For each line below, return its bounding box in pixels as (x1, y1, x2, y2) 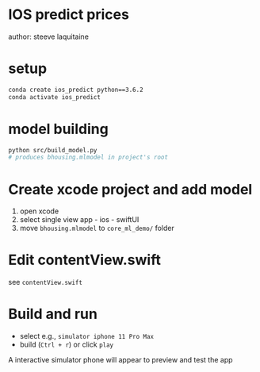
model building (8, 120, 109, 138)
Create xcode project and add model (8, 180, 253, 198)
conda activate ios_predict (8, 93, 101, 101)
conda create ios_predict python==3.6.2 (8, 86, 144, 94)
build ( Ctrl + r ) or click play (19, 339, 114, 350)
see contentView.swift (8, 278, 83, 287)
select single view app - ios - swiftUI (19, 215, 140, 224)
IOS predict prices (8, 6, 129, 24)
